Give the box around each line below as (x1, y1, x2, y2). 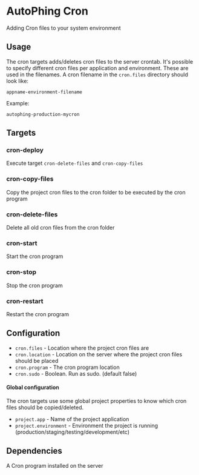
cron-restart (6, 297, 44, 305)
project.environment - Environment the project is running (15, 422, 158, 429)
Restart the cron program (6, 310, 70, 317)
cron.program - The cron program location (15, 364, 120, 371)
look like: (6, 77, 29, 84)
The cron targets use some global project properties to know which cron (6, 397, 187, 404)
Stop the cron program (6, 282, 63, 289)
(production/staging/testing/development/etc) (15, 428, 130, 436)
